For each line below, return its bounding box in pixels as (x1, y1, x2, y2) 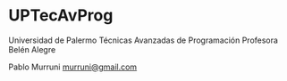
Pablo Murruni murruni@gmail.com (8, 61, 138, 72)
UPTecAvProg (8, 5, 114, 26)
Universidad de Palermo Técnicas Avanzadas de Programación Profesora (8, 35, 279, 45)
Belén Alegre (8, 44, 56, 54)
